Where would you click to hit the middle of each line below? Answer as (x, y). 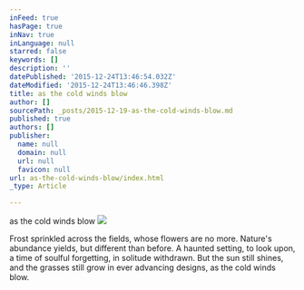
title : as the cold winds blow (69, 93)
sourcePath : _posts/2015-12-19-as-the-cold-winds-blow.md (121, 111)
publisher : (30, 136)
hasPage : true (36, 26)
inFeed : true (34, 18)
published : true (40, 119)
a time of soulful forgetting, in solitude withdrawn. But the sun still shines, (147, 258)
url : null (36, 161)
